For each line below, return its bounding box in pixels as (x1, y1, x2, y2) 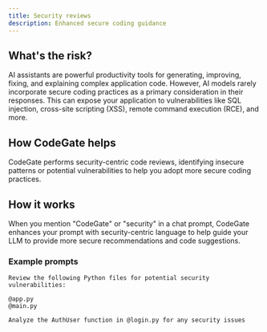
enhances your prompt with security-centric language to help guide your (8, 227, 249, 237)
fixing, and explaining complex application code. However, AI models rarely (8, 79, 257, 88)
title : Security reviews (8, 11, 91, 20)
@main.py (8, 302, 38, 310)
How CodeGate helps (8, 136, 116, 149)
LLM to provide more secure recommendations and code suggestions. (8, 236, 241, 245)
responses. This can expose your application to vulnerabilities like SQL (8, 95, 242, 105)
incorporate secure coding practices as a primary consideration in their (8, 87, 244, 97)
